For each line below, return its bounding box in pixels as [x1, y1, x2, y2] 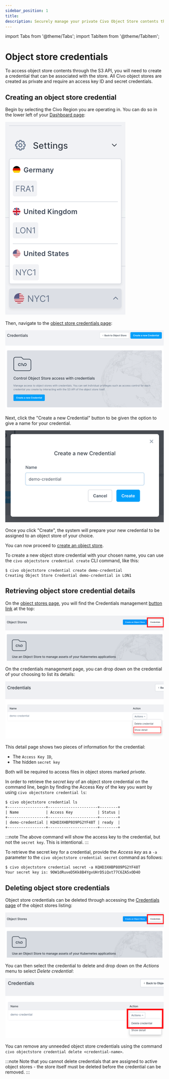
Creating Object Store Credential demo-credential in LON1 [5, 573, 132, 578]
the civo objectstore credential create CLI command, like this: [5, 558, 139, 564]
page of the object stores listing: [5, 902, 72, 908]
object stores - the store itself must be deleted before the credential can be [5, 1064, 161, 1070]
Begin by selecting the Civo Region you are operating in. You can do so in [5, 107, 157, 113]
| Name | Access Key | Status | [5, 810, 121, 815]
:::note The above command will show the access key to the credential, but [5, 834, 160, 840]
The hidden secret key [12, 759, 60, 765]
